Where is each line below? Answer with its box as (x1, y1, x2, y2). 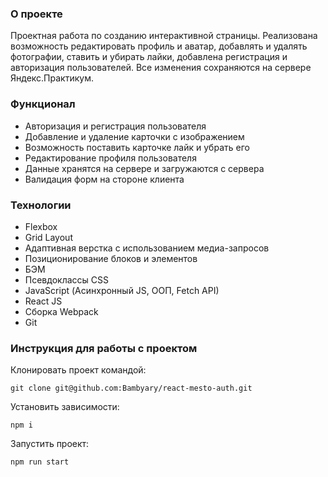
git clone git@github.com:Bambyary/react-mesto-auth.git (10, 383, 253, 394)
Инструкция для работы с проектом (10, 341, 198, 355)
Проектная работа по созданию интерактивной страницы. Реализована (10, 30, 318, 42)
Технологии (10, 198, 72, 212)
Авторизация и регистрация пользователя (24, 120, 207, 132)
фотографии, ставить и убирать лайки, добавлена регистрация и (10, 51, 288, 63)
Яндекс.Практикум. (10, 72, 94, 84)
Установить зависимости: (10, 401, 120, 413)
